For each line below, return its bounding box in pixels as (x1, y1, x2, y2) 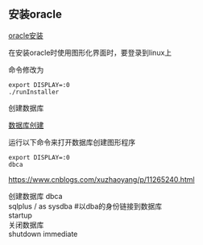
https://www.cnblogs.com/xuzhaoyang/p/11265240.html (8, 174, 195, 184)
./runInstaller (8, 88, 60, 96)
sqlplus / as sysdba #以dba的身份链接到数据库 (8, 201, 163, 211)
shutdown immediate (8, 229, 78, 239)
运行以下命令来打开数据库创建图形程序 (8, 137, 135, 147)
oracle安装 (8, 31, 44, 40)
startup (8, 210, 32, 220)
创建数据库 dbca (8, 191, 63, 201)
